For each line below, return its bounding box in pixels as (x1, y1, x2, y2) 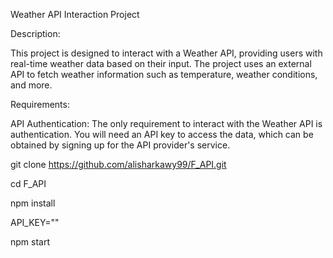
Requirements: (10, 99, 70, 110)
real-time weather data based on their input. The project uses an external (10, 58, 312, 69)
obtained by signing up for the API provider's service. (10, 139, 231, 151)
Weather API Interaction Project (10, 9, 140, 20)
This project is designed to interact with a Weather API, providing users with (10, 47, 323, 59)
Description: (10, 28, 61, 39)
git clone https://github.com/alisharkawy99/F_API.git (10, 159, 227, 170)
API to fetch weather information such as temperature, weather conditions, (10, 69, 318, 80)
